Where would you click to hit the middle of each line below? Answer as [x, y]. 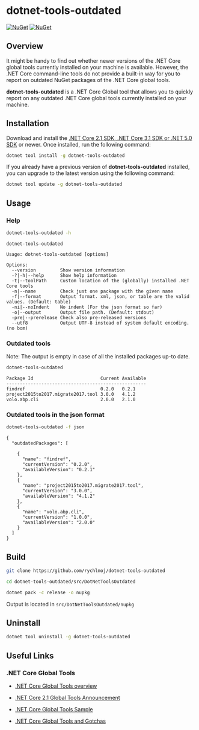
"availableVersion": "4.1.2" [59, 496]
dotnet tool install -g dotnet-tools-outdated [66, 155]
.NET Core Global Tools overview [56, 686]
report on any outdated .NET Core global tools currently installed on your [96, 98]
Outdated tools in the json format [55, 414]
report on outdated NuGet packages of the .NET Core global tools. [88, 80]
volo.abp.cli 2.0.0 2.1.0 [71, 400]
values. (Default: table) [38, 302]
